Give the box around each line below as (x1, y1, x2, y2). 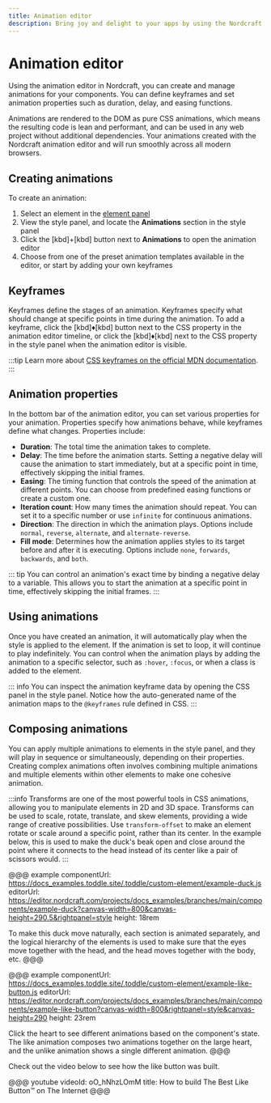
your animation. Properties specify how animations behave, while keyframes (8, 418, 263, 427)
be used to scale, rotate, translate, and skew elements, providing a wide (8, 811, 248, 821)
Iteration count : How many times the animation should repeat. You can (19, 502, 257, 511)
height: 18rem (113, 912, 160, 923)
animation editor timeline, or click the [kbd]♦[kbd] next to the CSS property (8, 331, 257, 341)
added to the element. (8, 665, 83, 676)
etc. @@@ (8, 954, 44, 964)
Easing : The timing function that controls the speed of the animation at (19, 476, 256, 486)
